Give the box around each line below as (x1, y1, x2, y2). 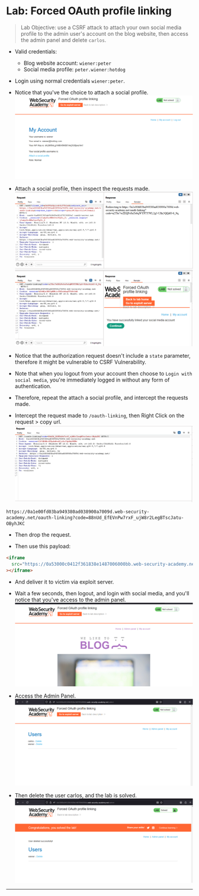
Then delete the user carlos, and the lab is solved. (14, 792, 137, 799)
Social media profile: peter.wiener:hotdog (23, 65, 126, 72)
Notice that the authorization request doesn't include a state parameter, (14, 352, 191, 359)
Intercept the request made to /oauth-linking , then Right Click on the (14, 412, 185, 419)
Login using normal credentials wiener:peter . (14, 77, 126, 84)
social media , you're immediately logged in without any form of (14, 376, 170, 384)
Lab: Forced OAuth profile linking (6, 4, 172, 18)
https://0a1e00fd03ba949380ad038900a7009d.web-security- (6, 509, 150, 515)
